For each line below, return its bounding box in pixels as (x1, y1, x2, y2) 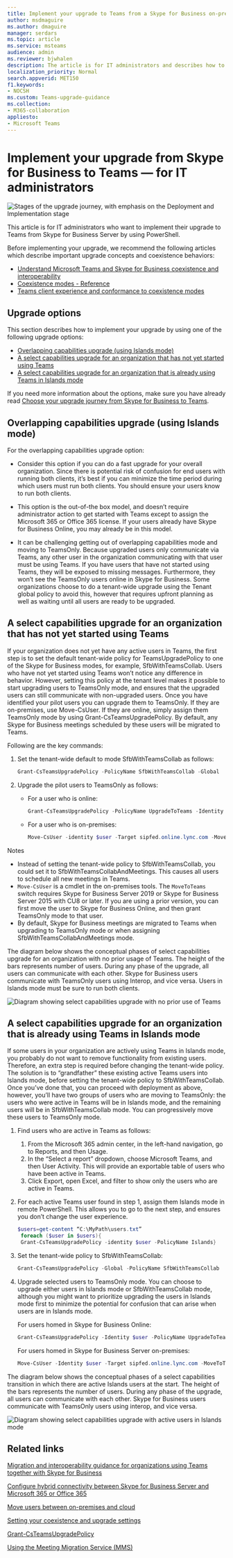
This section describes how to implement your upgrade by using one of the (7, 326, 222, 334)
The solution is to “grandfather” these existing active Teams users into (7, 1069, 208, 1077)
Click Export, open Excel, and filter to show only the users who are (27, 1177, 218, 1185)
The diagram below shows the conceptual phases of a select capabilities (7, 1373, 216, 1381)
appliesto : (7, 113, 39, 120)
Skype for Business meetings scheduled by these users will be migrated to (7, 720, 221, 729)
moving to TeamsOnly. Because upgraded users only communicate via (17, 546, 220, 554)
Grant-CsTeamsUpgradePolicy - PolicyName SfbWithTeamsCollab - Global (17, 768, 220, 775)
